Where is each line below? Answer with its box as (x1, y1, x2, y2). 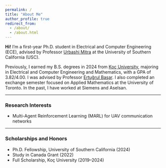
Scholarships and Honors (5, 135, 68, 142)
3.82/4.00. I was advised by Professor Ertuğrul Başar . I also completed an (5, 75, 155, 80)
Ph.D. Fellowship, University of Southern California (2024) (12, 146, 130, 152)
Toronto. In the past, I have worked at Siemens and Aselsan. (5, 85, 127, 90)
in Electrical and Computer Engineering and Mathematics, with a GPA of (5, 69, 151, 75)
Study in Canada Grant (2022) (12, 152, 74, 158)
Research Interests (5, 102, 52, 109)
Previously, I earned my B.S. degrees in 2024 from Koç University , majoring (5, 64, 159, 70)
